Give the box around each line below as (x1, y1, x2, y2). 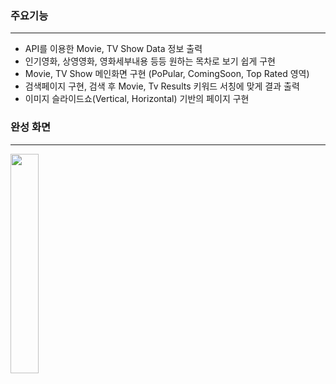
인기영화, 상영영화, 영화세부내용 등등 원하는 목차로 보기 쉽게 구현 (24, 55, 277, 67)
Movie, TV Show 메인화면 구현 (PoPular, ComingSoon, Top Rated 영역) (24, 68, 310, 80)
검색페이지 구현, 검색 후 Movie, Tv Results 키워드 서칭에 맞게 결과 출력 (24, 80, 300, 92)
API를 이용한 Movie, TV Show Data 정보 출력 (24, 43, 203, 55)
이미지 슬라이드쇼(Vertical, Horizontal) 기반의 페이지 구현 (24, 93, 250, 105)
